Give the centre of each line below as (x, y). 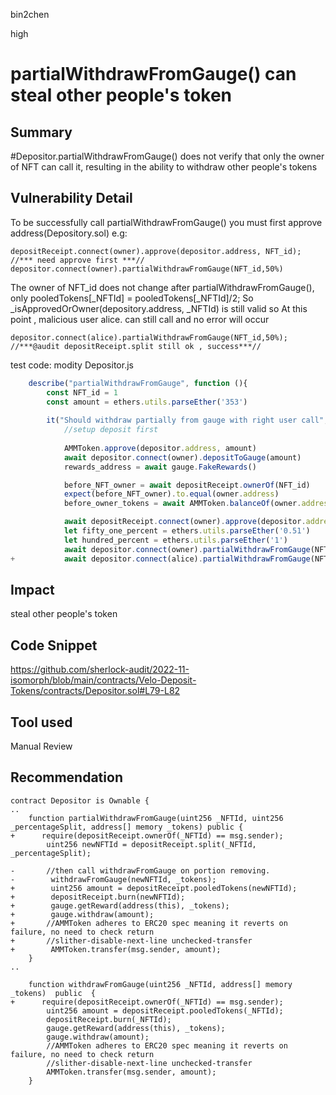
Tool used (41, 722)
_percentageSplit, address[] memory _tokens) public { (127, 827)
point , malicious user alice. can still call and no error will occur (140, 319)
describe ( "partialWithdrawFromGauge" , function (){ (138, 383)
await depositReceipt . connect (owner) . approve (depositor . (185, 522)
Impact (32, 589)
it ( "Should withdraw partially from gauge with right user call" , (187, 420)
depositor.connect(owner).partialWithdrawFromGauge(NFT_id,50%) (147, 269)
